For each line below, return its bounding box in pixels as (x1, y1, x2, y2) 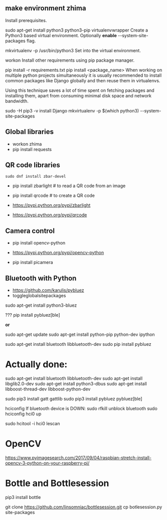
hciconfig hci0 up (5, 411, 42, 417)
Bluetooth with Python (5, 274, 77, 283)
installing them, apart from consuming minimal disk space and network (5, 92, 152, 98)
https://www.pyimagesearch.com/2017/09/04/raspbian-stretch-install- (5, 454, 152, 461)
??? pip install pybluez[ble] (5, 312, 60, 318)
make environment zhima (5, 4, 86, 13)
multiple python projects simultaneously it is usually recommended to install (5, 72, 162, 78)
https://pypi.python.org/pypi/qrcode (12, 212, 87, 218)
